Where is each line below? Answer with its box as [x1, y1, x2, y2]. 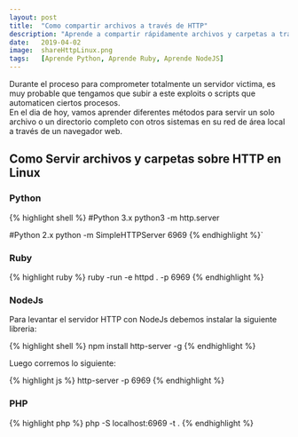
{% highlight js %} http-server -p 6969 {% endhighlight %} [9, 375, 224, 386]
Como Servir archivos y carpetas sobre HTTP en [9, 152, 282, 167]
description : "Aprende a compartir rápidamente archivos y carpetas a [9, 29, 276, 38]
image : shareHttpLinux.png [9, 46, 114, 55]
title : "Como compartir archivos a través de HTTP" [9, 21, 208, 30]
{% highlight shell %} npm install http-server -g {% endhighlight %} [9, 341, 256, 352]
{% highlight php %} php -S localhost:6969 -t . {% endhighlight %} [9, 417, 255, 428]
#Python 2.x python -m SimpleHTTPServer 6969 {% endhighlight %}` [9, 229, 264, 240]
